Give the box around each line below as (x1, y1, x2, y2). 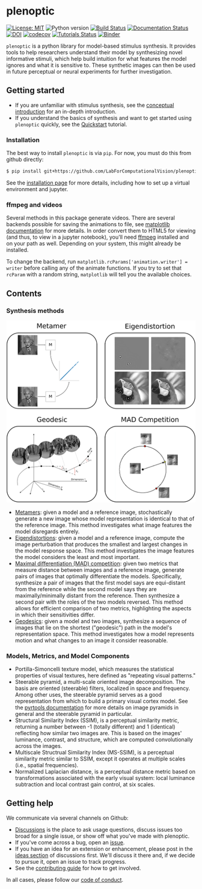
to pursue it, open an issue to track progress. (14, 858, 127, 865)
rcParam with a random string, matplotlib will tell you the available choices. (6, 271, 192, 278)
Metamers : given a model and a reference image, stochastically (14, 508, 173, 516)
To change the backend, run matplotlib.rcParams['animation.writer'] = (6, 258, 188, 265)
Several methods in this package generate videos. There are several (6, 214, 176, 221)
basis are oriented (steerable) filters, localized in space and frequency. (14, 685, 191, 692)
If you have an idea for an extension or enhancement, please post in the (14, 845, 194, 852)
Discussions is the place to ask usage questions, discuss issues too (14, 826, 183, 833)
